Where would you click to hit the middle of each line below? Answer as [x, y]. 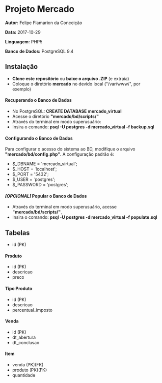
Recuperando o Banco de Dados [39, 100]
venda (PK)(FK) [28, 364]
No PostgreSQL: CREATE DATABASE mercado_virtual [67, 111]
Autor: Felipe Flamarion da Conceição [44, 23]
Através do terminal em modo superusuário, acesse [64, 207]
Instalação [22, 67]
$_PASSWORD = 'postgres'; [40, 185]
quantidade [24, 375]
